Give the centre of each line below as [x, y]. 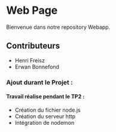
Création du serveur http [45, 116]
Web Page [32, 10]
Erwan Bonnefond [37, 67]
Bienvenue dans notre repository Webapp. [58, 27]
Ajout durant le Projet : [39, 82]
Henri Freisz [30, 60]
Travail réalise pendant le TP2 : [45, 97]
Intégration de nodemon [45, 122]
